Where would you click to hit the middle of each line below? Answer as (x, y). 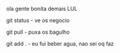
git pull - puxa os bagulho (38, 32)
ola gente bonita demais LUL (42, 9)
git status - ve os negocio (38, 20)
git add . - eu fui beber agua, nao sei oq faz (60, 44)
